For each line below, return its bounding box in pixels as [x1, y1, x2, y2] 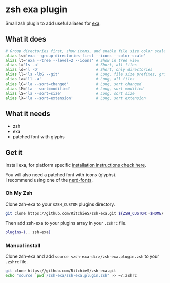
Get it [5, 148, 23, 157]
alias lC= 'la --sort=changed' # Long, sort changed [5, 81, 142, 87]
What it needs [5, 109, 51, 118]
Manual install [5, 241, 41, 249]
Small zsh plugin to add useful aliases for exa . [5, 20, 101, 26]
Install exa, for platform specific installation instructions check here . [5, 162, 146, 168]
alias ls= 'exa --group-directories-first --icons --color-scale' [5, 53, 146, 58]
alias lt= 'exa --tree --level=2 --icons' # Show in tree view [5, 58, 139, 63]
